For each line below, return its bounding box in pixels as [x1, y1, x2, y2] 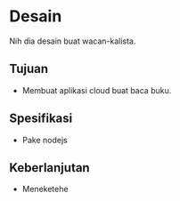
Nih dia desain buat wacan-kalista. [9, 36, 136, 46]
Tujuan [9, 61, 49, 76]
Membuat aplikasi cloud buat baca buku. [21, 84, 172, 95]
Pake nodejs [21, 134, 69, 145]
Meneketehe [21, 184, 69, 195]
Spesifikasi [9, 111, 73, 126]
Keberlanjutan [9, 160, 91, 175]
